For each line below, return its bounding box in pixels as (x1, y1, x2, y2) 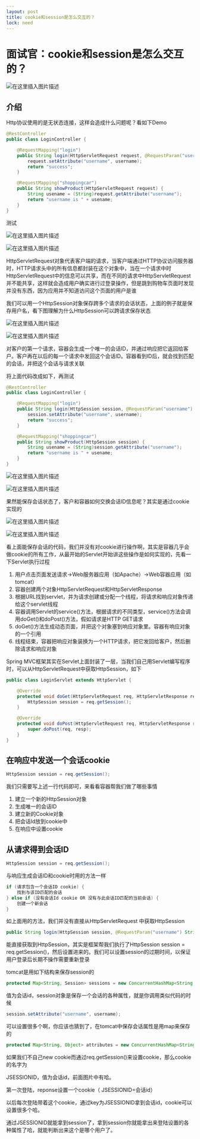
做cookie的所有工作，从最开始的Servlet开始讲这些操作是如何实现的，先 (6, 550, 181, 558)
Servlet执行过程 (11, 558, 50, 565)
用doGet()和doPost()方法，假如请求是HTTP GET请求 (14, 615, 143, 622)
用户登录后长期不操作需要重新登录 (6, 956, 90, 963)
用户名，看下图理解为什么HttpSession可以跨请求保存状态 (11, 307, 151, 314)
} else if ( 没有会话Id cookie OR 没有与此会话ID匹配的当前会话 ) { (6, 895, 159, 901)
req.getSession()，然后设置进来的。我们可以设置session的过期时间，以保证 (6, 949, 191, 956)
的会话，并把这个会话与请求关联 (6, 359, 85, 367)
